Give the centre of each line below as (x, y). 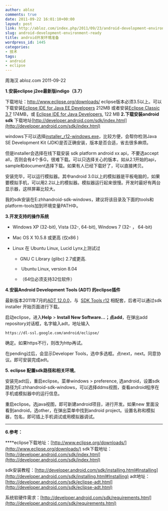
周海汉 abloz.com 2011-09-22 (36, 80)
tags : (11, 56)
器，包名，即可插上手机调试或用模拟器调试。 (51, 417)
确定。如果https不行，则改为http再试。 (45, 343)
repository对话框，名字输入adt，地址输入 (47, 323)
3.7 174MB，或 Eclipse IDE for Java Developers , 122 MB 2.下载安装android (82, 114)
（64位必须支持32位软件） (47, 279)
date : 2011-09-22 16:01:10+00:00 (40, 19)
